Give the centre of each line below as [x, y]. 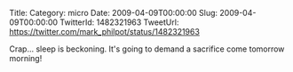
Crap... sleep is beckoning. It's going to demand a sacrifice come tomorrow [147, 49]
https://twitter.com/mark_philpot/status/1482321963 [104, 32]
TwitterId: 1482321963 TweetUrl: [119, 22]
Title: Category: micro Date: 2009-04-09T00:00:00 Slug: [114, 13]
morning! [26, 58]
